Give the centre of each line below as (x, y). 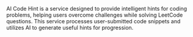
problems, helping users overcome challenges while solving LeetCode (95, 15)
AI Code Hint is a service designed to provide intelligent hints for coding (97, 9)
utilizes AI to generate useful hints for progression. (70, 27)
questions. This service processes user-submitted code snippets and (93, 21)
